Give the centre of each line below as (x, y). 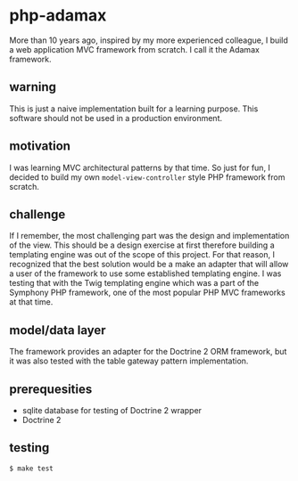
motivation (40, 147)
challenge (37, 214)
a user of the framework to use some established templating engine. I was (145, 273)
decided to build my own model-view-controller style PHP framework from (147, 177)
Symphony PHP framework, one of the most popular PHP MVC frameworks (147, 293)
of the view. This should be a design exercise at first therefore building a (142, 245)
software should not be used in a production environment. (116, 118)
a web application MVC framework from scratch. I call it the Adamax (135, 49)
